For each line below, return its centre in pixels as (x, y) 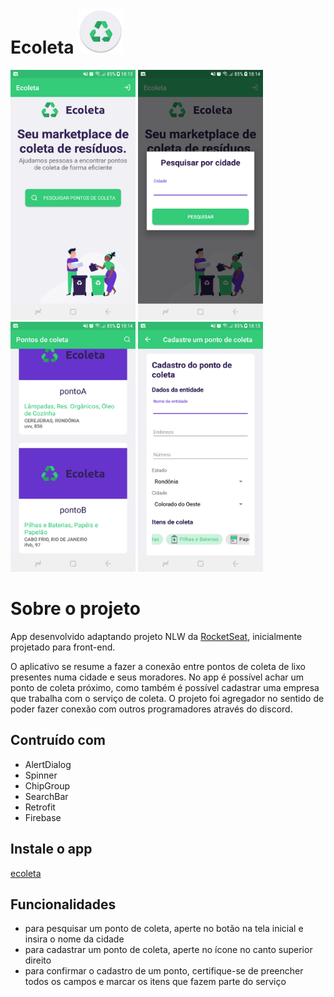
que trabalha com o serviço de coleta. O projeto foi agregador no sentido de (167, 698)
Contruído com (58, 740)
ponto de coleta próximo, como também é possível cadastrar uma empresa (165, 687)
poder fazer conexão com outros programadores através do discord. (151, 709)
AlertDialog (48, 764)
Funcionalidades (63, 904)
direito (38, 960)
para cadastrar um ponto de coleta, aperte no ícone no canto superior (168, 950)
